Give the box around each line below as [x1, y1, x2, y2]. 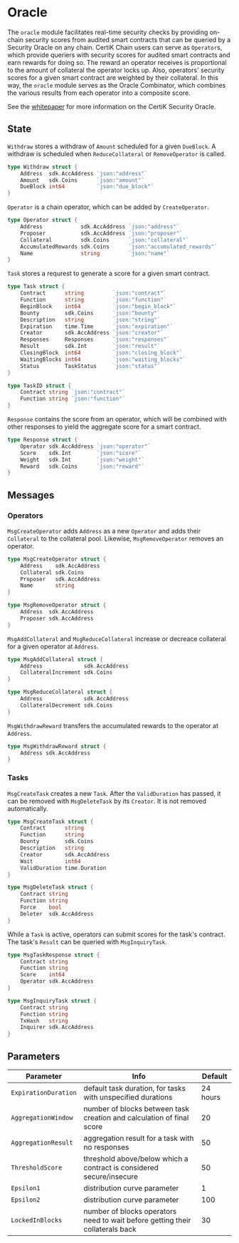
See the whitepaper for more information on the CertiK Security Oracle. [7, 102, 216, 111]
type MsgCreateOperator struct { [7, 556, 107, 563]
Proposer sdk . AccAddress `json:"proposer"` [20, 230, 183, 237]
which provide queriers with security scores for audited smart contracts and [7, 51, 230, 59]
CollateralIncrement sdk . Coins [20, 669, 113, 676]
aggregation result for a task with [83, 1133, 194, 1143]
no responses [83, 1142, 129, 1152]
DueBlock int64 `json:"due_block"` [20, 183, 154, 190]
